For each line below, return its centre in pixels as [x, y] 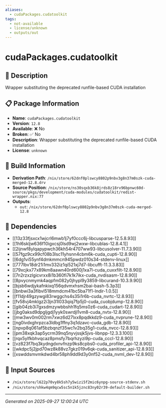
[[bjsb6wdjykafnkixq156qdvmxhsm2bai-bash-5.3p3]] [66, 286]
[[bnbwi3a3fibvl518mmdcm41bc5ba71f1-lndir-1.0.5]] [65, 291]
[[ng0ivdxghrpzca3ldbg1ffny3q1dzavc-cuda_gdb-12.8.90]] [72, 323]
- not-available [26, 24]
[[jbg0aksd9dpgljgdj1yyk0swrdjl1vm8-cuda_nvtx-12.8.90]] [72, 312]
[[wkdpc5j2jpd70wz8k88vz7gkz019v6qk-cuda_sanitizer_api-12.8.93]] [83, 349]
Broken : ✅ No [26, 134]
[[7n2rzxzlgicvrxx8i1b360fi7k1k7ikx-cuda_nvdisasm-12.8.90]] [75, 275]
